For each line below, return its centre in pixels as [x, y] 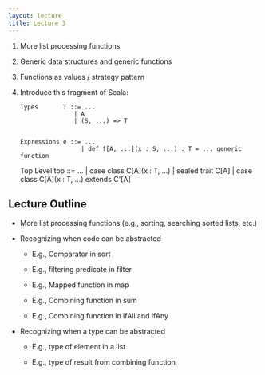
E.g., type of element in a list [79, 347]
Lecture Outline [47, 204]
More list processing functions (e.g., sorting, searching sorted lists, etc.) [138, 223]
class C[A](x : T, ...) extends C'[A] [75, 179]
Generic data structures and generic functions [96, 61]
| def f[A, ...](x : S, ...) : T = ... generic [161, 148]
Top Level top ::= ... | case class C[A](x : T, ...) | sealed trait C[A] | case [136, 170]
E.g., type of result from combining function [103, 362]
